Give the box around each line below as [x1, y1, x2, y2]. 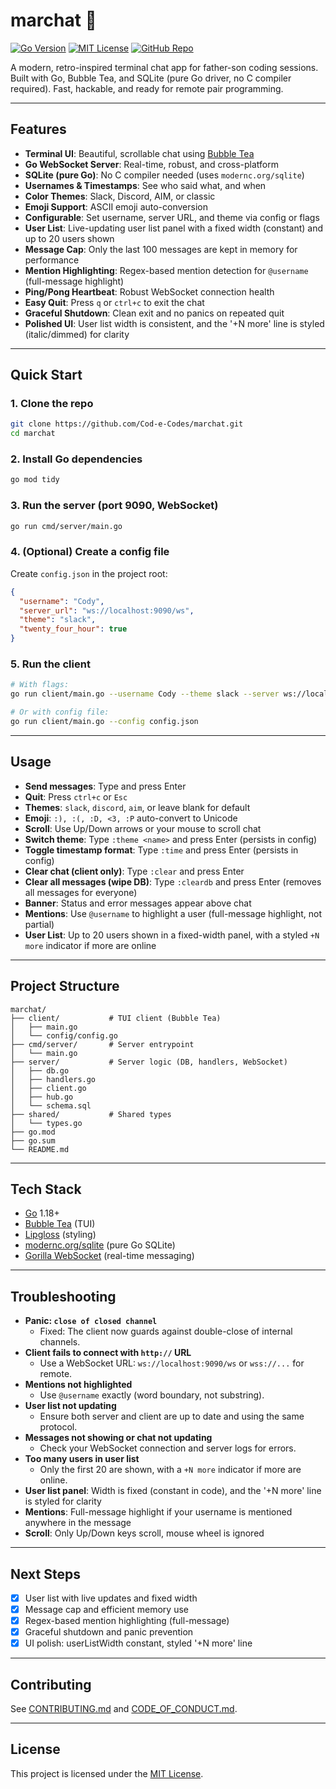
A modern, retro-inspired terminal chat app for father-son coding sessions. [10, 61, 319, 73]
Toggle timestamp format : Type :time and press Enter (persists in [24, 844, 299, 856]
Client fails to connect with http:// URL [24, 1347, 192, 1359]
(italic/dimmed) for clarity [24, 328, 130, 340]
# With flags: [10, 680, 70, 690]
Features [10, 121, 67, 138]
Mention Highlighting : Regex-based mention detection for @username [24, 264, 309, 276]
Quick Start [10, 367, 83, 384]
